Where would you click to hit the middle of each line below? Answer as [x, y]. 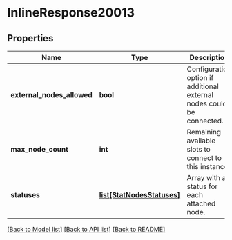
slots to [199, 149]
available [201, 141]
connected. [205, 121]
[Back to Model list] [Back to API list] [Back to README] [86, 229]
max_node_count [40, 149]
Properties [30, 38]
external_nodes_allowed [52, 95]
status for [202, 186]
